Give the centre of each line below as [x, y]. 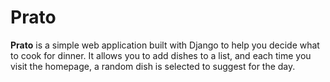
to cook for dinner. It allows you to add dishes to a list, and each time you [161, 55]
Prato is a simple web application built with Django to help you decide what [165, 45]
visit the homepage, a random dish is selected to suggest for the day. [153, 66]
